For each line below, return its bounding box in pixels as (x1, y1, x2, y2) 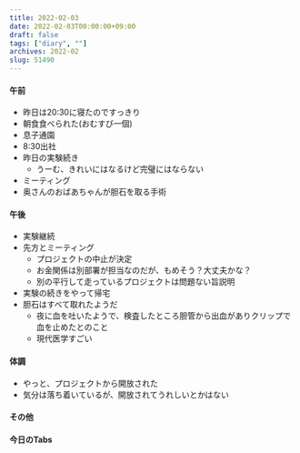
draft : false (9, 30, 59, 39)
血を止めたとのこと (35, 322, 109, 333)
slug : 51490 (9, 55, 55, 65)
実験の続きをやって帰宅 (22, 287, 111, 298)
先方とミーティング (22, 242, 95, 253)
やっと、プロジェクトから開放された (22, 377, 159, 388)
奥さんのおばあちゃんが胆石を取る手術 (22, 186, 166, 197)
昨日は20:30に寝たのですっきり (22, 106, 141, 118)
